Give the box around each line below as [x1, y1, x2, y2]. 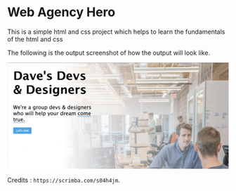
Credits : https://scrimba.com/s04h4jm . [7, 176, 121, 184]
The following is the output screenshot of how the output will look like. [7, 48, 211, 57]
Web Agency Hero [7, 4, 116, 20]
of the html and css [7, 34, 63, 43]
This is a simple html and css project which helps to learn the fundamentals [7, 27, 225, 36]
